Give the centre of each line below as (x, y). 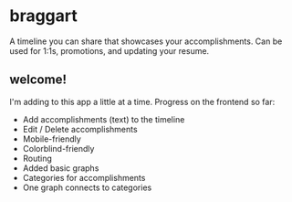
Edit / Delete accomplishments (80, 129)
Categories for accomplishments (84, 177)
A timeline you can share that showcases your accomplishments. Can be (146, 41)
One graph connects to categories (87, 187)
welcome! (38, 80)
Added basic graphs (61, 168)
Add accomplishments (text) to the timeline (104, 119)
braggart (43, 16)
